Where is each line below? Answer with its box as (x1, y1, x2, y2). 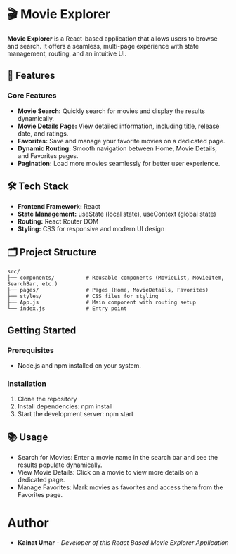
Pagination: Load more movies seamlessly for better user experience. (17, 159, 221, 167)
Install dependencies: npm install (17, 402, 113, 411)
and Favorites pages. (17, 151, 79, 160)
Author (7, 515, 49, 532)
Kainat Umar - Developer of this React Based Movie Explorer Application (17, 538, 229, 546)
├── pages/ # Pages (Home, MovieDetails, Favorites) (7, 287, 209, 294)
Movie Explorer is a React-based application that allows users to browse (7, 34, 218, 43)
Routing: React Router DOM (17, 217, 99, 226)
